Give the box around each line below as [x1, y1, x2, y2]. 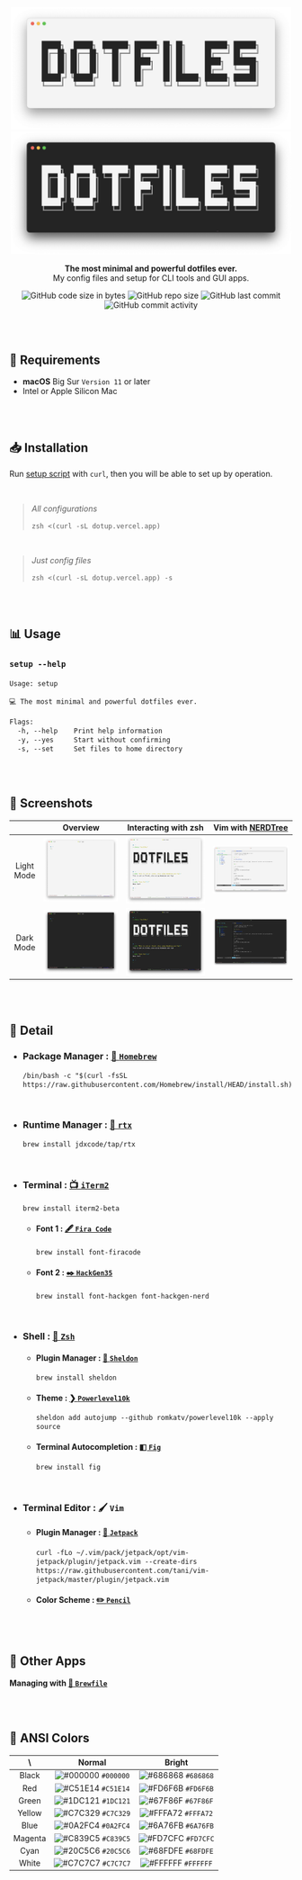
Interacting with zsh [127, 823, 204, 833]
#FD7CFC [185, 1834, 215, 1843]
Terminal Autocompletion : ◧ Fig [35, 1442, 162, 1453]
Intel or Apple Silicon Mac [22, 386, 118, 397]
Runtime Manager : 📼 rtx [22, 1119, 133, 1131]
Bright [164, 1757, 189, 1768]
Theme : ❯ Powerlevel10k [35, 1392, 130, 1403]
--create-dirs [144, 1557, 198, 1566]
